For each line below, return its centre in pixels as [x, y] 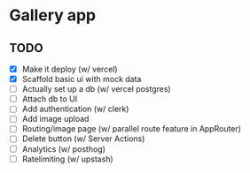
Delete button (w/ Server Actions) [83, 139]
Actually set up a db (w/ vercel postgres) [96, 89]
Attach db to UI [50, 99]
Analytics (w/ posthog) [64, 149]
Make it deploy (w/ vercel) [70, 69]
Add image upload [55, 119]
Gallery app [53, 15]
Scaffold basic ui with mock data [82, 79]
